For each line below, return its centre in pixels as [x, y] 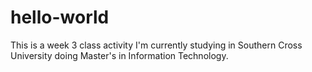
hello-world [60, 17]
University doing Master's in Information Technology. [119, 55]
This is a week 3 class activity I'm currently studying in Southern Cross [156, 45]
